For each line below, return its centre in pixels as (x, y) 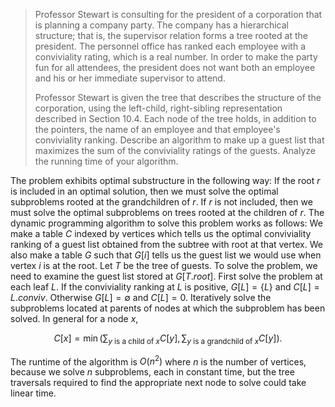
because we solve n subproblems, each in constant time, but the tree (152, 372)
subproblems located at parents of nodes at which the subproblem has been (168, 308)
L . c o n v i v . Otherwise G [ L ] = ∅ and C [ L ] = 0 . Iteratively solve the (141, 297)
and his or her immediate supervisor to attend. (130, 78)
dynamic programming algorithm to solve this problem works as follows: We (166, 223)
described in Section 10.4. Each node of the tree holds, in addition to (175, 118)
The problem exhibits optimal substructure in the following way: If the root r (165, 180)
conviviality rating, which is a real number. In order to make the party (176, 57)
